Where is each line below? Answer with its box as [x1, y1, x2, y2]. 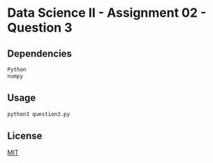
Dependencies [7, 48, 72, 59]
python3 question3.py [7, 111, 71, 118]
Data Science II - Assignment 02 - [7, 5, 207, 21]
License [7, 129, 43, 141]
